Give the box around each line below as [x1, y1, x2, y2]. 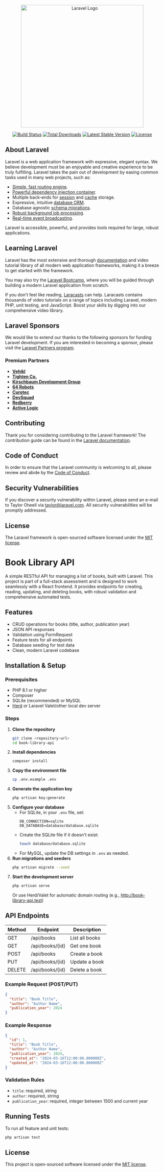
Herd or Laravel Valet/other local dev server [12, 703, 101, 709]
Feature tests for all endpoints [12, 637, 72, 642]
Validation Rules [5, 1076, 45, 1083]
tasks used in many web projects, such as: [5, 174, 91, 180]
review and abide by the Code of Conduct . [5, 470, 91, 476]
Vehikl [12, 368, 26, 374]
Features [5, 608, 33, 616]
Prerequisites [5, 676, 38, 683]
